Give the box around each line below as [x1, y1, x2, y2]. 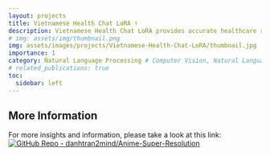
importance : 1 [8, 49, 56, 57]
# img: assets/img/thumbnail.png [8, 34, 121, 43]
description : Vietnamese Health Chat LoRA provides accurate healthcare [8, 27, 257, 35]
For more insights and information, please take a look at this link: [8, 130, 222, 140]
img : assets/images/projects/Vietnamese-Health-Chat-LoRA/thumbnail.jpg [8, 42, 257, 50]
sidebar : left [15, 79, 63, 87]
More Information [8, 109, 98, 122]
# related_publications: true [8, 64, 110, 72]
